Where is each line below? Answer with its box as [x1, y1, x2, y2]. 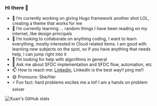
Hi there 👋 [5, 4, 29, 11]
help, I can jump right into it [12, 51, 67, 57]
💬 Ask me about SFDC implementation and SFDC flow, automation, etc [12, 61, 152, 67]
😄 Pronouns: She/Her [12, 74, 56, 80]
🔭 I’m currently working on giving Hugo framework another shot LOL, [12, 15, 150, 21]
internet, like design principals [12, 31, 72, 37]
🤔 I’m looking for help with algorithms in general [12, 57, 107, 62]
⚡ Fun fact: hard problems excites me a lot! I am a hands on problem [12, 79, 148, 85]
